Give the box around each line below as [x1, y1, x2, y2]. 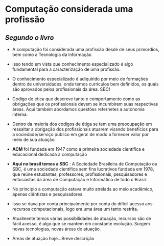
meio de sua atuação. [12, 137, 56, 142]
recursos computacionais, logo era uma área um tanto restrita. [12, 206, 139, 212]
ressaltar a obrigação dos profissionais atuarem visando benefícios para [12, 126, 158, 132]
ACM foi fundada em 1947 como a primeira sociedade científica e [12, 146, 145, 152]
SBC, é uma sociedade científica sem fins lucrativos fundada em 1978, [12, 166, 154, 172]
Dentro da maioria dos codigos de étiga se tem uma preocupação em [12, 121, 152, 127]
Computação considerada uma [5, 3, 133, 15]
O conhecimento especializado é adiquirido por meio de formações [12, 76, 148, 82]
